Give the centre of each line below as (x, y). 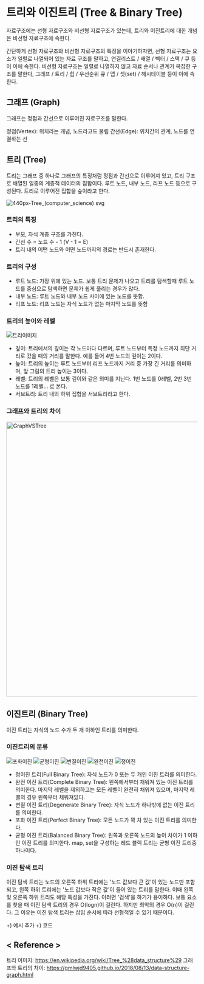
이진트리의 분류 (27, 747)
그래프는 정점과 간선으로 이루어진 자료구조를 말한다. (67, 118)
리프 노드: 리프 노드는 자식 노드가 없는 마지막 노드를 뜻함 (81, 304)
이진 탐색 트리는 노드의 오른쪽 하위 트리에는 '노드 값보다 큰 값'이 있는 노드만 (95, 882)
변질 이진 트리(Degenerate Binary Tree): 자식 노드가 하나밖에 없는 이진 (99, 805)
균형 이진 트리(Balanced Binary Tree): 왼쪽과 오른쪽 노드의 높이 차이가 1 (100, 835)
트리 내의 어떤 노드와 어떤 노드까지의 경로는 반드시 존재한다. (86, 249)
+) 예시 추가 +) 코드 (29, 926)
